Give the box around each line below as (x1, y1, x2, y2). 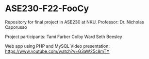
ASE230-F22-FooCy (5, 3, 89, 14)
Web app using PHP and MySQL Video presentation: (5, 43, 110, 49)
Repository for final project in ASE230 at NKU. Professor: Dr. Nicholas (5, 19, 144, 25)
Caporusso (5, 24, 27, 30)
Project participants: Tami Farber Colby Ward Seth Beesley (5, 34, 122, 39)
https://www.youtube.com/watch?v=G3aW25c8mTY (5, 48, 110, 54)
